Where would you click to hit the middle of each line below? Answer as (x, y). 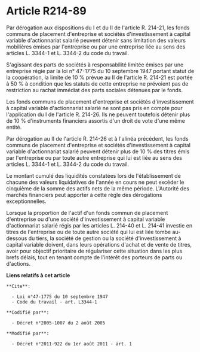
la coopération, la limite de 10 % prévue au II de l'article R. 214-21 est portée (99, 77)
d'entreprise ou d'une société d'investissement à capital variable (86, 219)
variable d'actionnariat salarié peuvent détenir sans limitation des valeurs (96, 40)
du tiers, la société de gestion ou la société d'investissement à (105, 238)
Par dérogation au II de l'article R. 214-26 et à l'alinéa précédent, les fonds (98, 138)
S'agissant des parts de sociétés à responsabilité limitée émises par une (95, 65)
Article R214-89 (46, 11)
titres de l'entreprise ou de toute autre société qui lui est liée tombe (89, 232)
